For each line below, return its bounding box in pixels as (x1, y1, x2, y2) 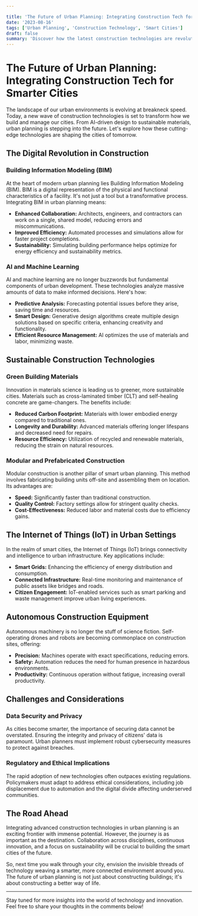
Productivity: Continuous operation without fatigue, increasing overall (14, 670, 186, 678)
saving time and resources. (14, 306, 81, 314)
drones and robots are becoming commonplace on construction (31, 634, 186, 641)
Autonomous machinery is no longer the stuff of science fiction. (6, 628, 161, 635)
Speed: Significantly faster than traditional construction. (14, 494, 151, 501)
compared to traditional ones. (14, 416, 87, 423)
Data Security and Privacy (6, 712, 82, 720)
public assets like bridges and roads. (14, 582, 104, 589)
